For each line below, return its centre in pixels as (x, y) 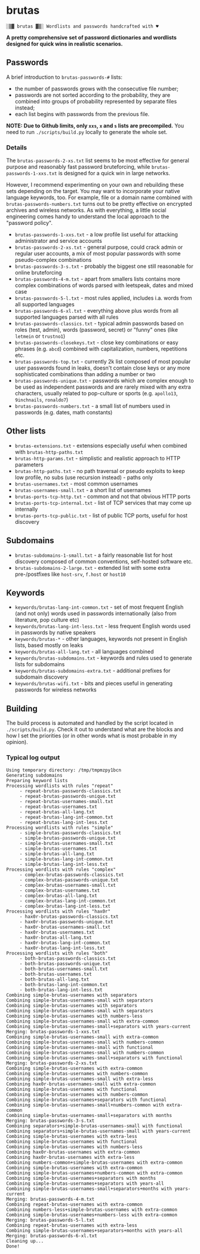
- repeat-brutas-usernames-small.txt (66, 801)
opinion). (17, 742)
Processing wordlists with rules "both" (57, 953)
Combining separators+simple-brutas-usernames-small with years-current (99, 1131)
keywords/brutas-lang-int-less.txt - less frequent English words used (103, 626)
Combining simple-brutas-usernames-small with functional (80, 1047)
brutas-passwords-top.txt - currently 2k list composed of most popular (103, 362)
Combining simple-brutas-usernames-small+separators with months (89, 1115)
